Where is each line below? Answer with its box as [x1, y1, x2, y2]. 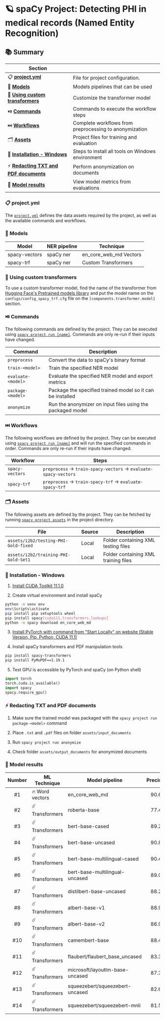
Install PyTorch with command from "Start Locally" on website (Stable [12, 629, 154, 635]
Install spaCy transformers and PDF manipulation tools [12, 644, 123, 650]
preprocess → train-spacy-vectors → [42, 465, 129, 472]
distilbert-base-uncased [68, 888, 126, 895]
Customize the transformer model [73, 94, 151, 101]
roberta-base [68, 807, 100, 813]
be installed [48, 393, 75, 400]
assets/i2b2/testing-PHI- [7, 538, 68, 543]
